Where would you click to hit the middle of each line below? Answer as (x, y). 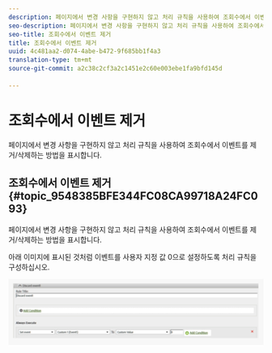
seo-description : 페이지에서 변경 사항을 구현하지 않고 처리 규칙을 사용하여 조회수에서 (137, 26)
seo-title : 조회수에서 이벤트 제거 (60, 34)
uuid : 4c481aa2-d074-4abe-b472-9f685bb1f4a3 (85, 52)
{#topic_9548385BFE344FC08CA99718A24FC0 (133, 196)
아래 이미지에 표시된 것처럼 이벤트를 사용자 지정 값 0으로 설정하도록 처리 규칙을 (133, 256)
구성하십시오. (29, 267)
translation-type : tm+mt (50, 60)
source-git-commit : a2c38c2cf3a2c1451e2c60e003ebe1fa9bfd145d (115, 69)
